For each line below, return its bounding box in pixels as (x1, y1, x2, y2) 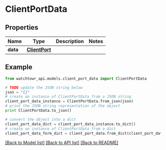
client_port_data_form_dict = (5, 131, 68, 136)
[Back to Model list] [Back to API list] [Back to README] (5, 140, 119, 146)
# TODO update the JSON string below (5, 85, 83, 90)
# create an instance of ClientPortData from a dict (5, 126, 116, 131)
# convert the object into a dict (5, 117, 77, 122)
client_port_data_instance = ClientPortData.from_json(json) (5, 99, 134, 104)
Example (5, 63, 33, 71)
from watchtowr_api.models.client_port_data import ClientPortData (5, 76, 147, 81)
